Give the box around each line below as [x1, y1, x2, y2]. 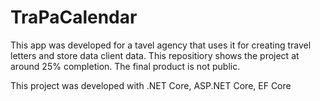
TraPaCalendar [10, 6, 138, 29]
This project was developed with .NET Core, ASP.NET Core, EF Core [10, 79, 292, 91]
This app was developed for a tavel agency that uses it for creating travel [10, 39, 312, 51]
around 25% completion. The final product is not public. [10, 60, 241, 72]
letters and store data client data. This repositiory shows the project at [10, 49, 300, 61]
